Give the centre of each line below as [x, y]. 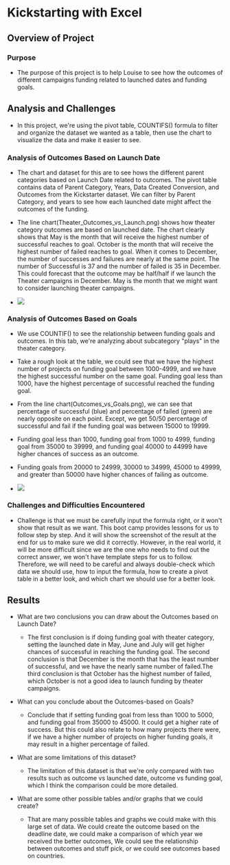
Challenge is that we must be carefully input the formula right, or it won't [119, 520]
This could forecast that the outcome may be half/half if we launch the [116, 273]
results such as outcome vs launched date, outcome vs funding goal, [125, 778]
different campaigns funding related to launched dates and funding [112, 80]
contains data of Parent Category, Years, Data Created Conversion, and [118, 187]
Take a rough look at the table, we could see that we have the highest [115, 361]
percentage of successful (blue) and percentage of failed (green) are [115, 412]
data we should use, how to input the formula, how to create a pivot [112, 571]
